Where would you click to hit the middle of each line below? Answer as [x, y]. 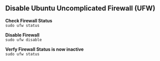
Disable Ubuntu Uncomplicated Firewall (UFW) [81, 8]
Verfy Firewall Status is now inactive [44, 49]
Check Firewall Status [29, 20]
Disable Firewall [22, 35]
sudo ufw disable [24, 40]
